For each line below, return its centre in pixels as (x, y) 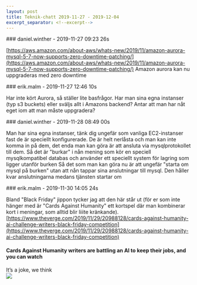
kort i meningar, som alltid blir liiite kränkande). (62, 212)
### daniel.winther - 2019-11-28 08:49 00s (58, 122)
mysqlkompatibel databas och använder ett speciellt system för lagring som (98, 158)
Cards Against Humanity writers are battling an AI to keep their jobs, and (96, 250)
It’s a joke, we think (29, 270)
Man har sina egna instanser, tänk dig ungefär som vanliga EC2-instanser (95, 133)
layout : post (22, 11)
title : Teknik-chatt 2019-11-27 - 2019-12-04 (62, 17)
